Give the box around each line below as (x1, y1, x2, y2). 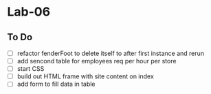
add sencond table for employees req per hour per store (16, 57, 177, 65)
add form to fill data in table (16, 80, 96, 89)
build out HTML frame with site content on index (16, 72, 155, 80)
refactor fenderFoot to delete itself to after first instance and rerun (16, 49, 205, 57)
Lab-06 (7, 4, 50, 20)
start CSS (16, 65, 45, 73)
